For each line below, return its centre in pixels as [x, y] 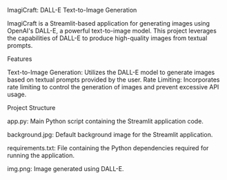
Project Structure [31, 108]
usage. [17, 94]
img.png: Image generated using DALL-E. [66, 169]
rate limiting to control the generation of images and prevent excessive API [113, 87]
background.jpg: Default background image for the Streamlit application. [110, 135]
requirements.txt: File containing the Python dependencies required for [108, 148]
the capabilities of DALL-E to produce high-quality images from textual [107, 38]
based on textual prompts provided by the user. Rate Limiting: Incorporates [113, 80]
